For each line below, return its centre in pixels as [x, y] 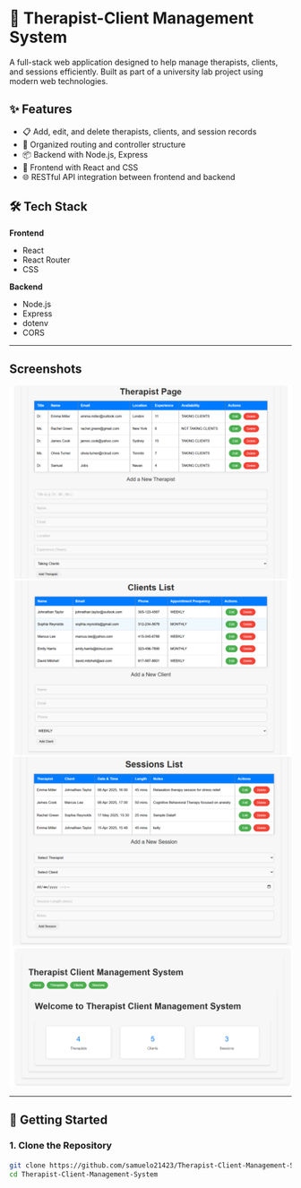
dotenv [35, 323]
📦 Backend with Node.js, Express [85, 154]
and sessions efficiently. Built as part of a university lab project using [136, 72]
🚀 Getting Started [59, 1120]
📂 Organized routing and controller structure [104, 144]
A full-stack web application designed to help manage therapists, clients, [144, 62]
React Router [46, 260]
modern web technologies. [59, 81]
